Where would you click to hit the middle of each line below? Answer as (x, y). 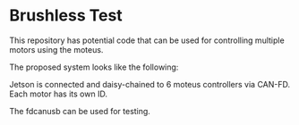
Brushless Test (66, 16)
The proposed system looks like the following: (94, 67)
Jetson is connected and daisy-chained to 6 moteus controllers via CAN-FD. (150, 84)
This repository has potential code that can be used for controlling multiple (147, 40)
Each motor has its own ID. (58, 94)
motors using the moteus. (56, 49)
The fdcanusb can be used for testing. (80, 111)
